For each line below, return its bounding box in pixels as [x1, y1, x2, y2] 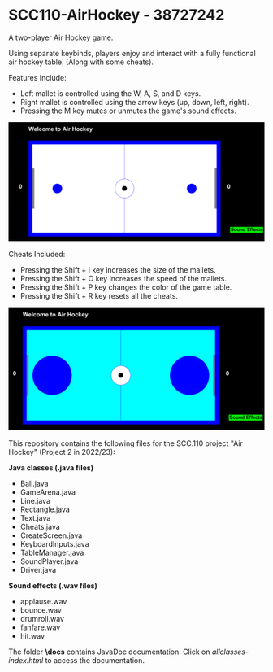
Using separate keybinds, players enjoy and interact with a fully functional [8, 48, 256, 58]
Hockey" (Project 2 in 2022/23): [8, 447, 115, 456]
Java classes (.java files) [8, 462, 94, 473]
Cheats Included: [8, 249, 66, 259]
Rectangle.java [19, 504, 71, 514]
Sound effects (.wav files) [8, 580, 97, 591]
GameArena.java [19, 487, 76, 497]
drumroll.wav [19, 613, 65, 623]
